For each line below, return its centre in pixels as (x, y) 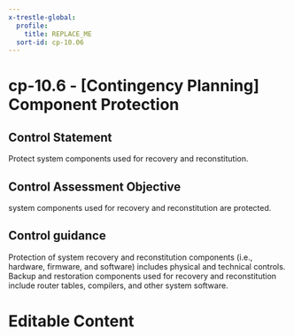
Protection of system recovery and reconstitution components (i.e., (131, 257)
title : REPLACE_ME (58, 34)
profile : (32, 26)
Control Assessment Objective (95, 187)
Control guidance (58, 236)
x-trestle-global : (42, 17)
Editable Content (71, 321)
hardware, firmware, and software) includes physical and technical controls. (147, 266)
